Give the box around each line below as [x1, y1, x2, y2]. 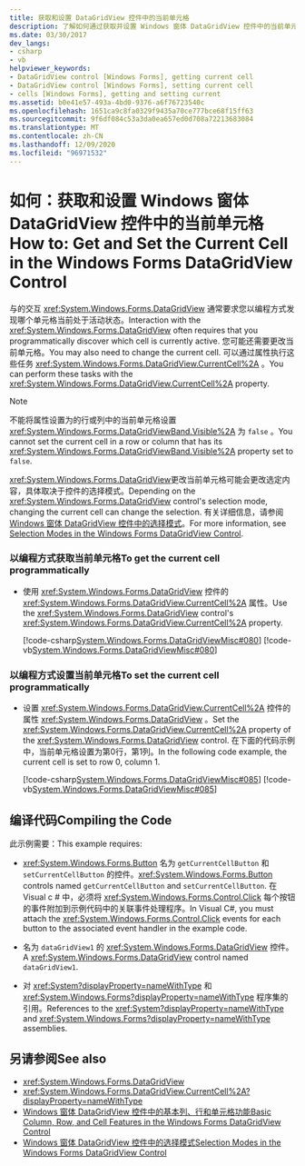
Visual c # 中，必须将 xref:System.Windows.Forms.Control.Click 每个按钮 [22, 892, 296, 902]
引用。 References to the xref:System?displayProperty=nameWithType [22, 1002, 284, 1013]
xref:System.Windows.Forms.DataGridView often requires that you [9, 324, 259, 335]
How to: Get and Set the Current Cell [9, 233, 289, 254]
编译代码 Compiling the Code [9, 812, 172, 828]
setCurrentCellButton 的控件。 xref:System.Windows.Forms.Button [22, 869, 273, 880]
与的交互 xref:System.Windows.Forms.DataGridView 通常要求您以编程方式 [9, 303, 288, 314]
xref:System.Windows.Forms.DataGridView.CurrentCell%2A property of [22, 724, 291, 735]
